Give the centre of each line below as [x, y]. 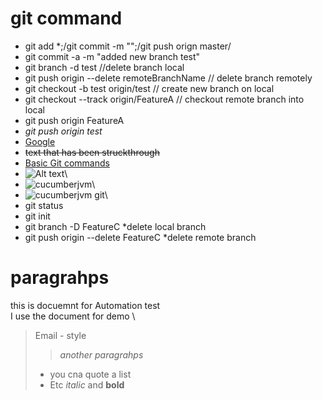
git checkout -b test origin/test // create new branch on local [149, 88]
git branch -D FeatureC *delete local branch [115, 226]
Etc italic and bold [87, 384]
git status [44, 205]
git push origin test [63, 131]
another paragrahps [101, 354]
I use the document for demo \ [73, 316]
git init [37, 216]
